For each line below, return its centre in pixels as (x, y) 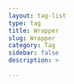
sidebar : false (34, 53)
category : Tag (32, 46)
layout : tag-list (37, 16)
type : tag (25, 23)
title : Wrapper (34, 30)
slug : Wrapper (32, 38)
